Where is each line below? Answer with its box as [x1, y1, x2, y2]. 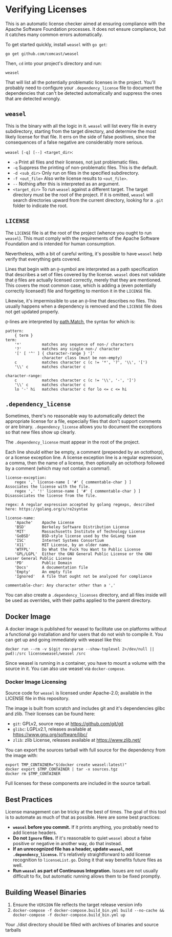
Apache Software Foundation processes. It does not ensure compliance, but [5, 26, 166, 32]
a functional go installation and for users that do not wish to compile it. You [5, 632, 163, 638]
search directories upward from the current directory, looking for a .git [12, 197, 164, 203]
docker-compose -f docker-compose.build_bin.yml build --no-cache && [12, 908, 165, 913]
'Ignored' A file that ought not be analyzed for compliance [14, 574, 153, 579]
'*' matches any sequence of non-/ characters [14, 342, 134, 347]
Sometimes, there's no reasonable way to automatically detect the [5, 413, 145, 419]
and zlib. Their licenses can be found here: [5, 711, 96, 717]
